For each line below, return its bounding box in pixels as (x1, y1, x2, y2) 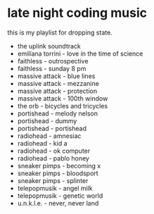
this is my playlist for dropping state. (7, 28, 113, 37)
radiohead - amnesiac (17, 132, 82, 140)
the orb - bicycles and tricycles (17, 101, 108, 110)
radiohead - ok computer (17, 146, 91, 155)
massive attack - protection (17, 87, 97, 95)
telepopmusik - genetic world (17, 191, 103, 200)
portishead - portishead (17, 124, 86, 132)
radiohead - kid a (17, 139, 68, 147)
